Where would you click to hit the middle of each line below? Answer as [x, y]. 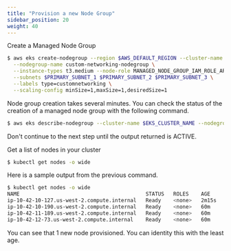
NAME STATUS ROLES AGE [109, 194]
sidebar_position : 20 [38, 20]
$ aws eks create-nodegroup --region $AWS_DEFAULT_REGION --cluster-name [115, 58]
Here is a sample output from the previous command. [82, 175]
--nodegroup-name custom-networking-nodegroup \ [84, 65]
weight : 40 [23, 26]
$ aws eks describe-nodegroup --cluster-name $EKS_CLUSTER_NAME [101, 123]
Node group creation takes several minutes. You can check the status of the [115, 103]
